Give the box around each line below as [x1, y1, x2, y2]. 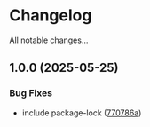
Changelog [9, 5, 92, 26]
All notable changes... [9, 35, 89, 45]
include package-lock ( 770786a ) [21, 107, 142, 118]
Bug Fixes [9, 87, 53, 99]
